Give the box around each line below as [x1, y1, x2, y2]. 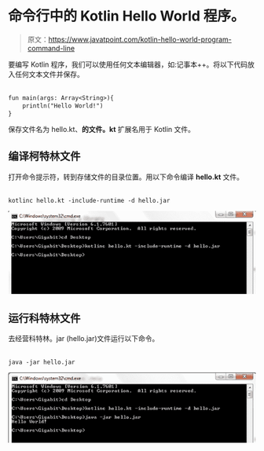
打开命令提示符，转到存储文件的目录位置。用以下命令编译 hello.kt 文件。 [8, 172, 244, 181]
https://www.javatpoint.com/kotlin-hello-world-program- [48, 35, 232, 44]
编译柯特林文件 [8, 150, 81, 163]
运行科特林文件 [8, 311, 81, 324]
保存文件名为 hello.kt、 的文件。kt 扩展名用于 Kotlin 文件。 [8, 124, 195, 134]
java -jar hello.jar [8, 358, 76, 366]
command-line [27, 43, 75, 53]
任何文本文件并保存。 [14, 69, 84, 79]
